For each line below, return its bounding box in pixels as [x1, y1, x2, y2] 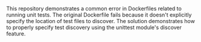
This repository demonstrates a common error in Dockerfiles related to [6, 5, 182, 12]
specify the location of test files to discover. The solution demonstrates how [6, 18, 195, 24]
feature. [6, 30, 26, 37]
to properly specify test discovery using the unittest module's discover [6, 24, 182, 31]
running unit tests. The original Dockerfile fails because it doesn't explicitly [6, 11, 192, 18]
